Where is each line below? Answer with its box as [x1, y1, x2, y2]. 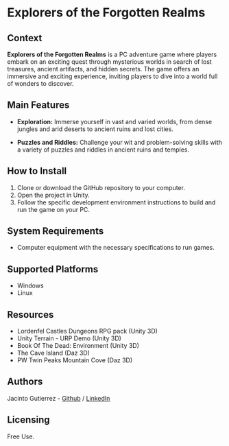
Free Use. [7, 432, 35, 441]
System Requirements [7, 225, 104, 237]
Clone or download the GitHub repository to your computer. [16, 183, 185, 191]
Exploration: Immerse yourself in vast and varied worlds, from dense [16, 117, 213, 126]
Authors [7, 376, 43, 388]
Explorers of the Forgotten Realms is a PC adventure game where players [7, 50, 217, 58]
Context [7, 32, 43, 44]
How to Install [7, 165, 67, 177]
